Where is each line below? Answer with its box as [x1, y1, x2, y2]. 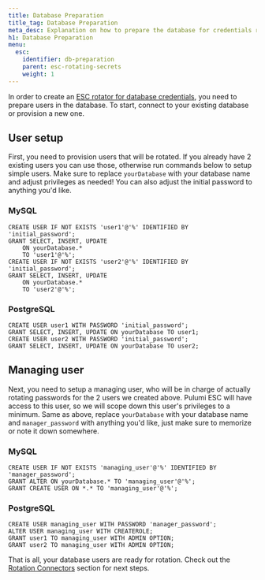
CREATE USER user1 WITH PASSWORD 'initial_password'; [8, 322, 189, 329]
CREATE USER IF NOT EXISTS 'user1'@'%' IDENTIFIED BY [8, 223, 189, 231]
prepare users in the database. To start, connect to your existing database [8, 100, 249, 110]
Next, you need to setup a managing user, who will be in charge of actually [8, 384, 251, 394]
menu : [8, 41, 26, 49]
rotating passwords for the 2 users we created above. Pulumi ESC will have [8, 392, 252, 402]
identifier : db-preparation [22, 56, 114, 64]
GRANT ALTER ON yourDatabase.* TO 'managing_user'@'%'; [8, 478, 196, 485]
